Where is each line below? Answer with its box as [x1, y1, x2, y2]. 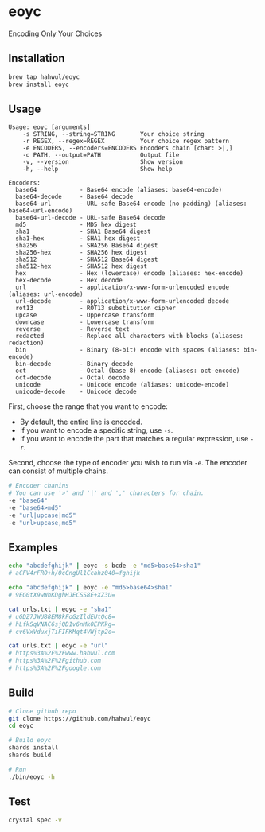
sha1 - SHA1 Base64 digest [15, 227, 151, 236]
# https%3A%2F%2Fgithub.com [8, 657, 102, 665]
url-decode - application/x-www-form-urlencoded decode [15, 297, 229, 305]
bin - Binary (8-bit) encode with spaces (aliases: [15, 346, 240, 354]
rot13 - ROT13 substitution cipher [15, 305, 177, 313]
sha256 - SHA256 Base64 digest [15, 242, 158, 250]
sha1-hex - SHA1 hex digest [15, 235, 141, 243]
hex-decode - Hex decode [15, 277, 123, 285]
